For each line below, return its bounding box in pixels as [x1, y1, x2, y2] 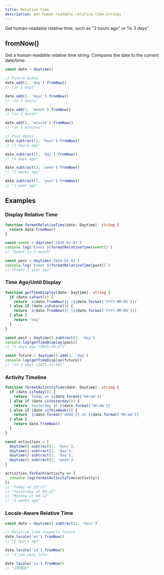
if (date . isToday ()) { [9, 390, 56, 394]
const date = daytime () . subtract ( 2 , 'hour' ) [5, 521, 97, 526]
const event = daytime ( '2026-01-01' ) [5, 240, 82, 245]
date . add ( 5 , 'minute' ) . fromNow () [5, 120, 73, 125]
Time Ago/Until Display [5, 279, 61, 286]
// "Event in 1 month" [5, 250, 51, 254]
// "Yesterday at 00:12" [5, 489, 56, 494]
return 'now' [14, 318, 41, 322]
